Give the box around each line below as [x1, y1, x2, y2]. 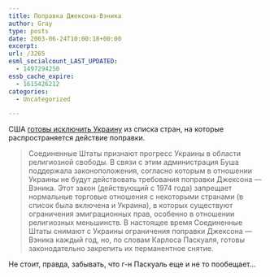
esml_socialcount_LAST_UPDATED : [8, 58, 118, 66]
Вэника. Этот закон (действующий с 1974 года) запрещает [28, 184, 233, 193]
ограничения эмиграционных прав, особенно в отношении [28, 209, 235, 219]
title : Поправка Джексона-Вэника [8, 11, 122, 20]
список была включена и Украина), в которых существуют [28, 201, 233, 210]
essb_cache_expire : [8, 72, 75, 80]
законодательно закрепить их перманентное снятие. [28, 244, 214, 253]
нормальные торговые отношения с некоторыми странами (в [28, 192, 244, 201]
